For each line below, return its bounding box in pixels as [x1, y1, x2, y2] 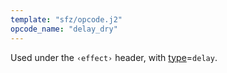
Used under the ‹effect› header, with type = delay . [10, 51, 218, 63]
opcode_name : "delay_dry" [10, 24, 118, 34]
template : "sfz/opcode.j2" [10, 14, 123, 25]
